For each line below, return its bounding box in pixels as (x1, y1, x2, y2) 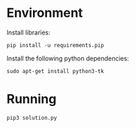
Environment (6, 5, 83, 21)
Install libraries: (6, 28, 50, 37)
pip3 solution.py (6, 114, 57, 121)
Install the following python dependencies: (6, 54, 129, 63)
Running (6, 91, 57, 107)
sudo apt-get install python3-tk (6, 68, 104, 75)
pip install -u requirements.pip (6, 41, 104, 49)
